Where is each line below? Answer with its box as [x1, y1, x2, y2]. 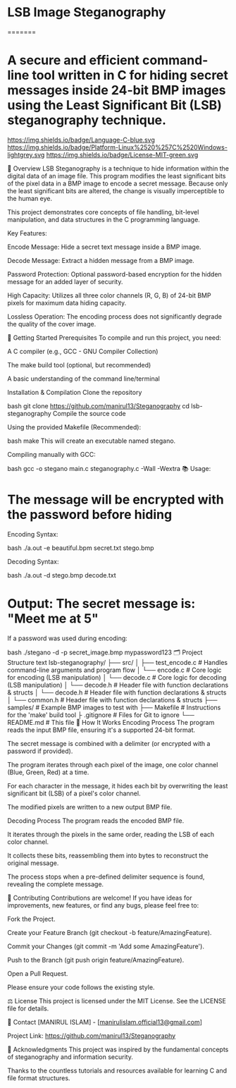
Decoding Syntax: [7, 557, 59, 566]
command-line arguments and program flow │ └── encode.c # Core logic [7, 666, 222, 674]
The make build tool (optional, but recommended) [7, 360, 151, 369]
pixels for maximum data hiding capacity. [7, 298, 127, 307]
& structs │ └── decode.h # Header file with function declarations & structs [7, 688, 227, 697]
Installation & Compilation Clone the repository [7, 388, 142, 396]
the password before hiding [7, 507, 173, 522]
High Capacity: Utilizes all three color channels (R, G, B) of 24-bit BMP [7, 291, 211, 300]
